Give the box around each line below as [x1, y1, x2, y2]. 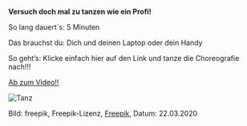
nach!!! [8, 62, 31, 71]
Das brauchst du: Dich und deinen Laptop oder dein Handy [8, 38, 203, 47]
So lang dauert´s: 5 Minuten [8, 22, 100, 31]
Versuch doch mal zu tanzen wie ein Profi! [8, 7, 152, 16]
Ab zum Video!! [8, 78, 59, 87]
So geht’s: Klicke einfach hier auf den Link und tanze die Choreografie [8, 54, 240, 63]
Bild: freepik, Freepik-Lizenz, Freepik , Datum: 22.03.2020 [8, 108, 198, 118]
